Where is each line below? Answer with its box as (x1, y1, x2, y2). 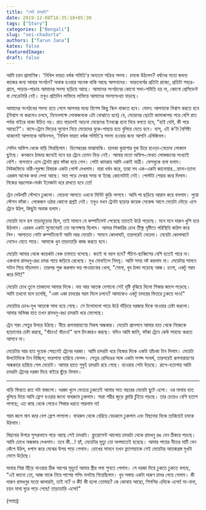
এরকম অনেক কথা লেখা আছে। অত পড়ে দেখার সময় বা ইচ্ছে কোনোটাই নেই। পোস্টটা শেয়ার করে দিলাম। (6, 172, 189, 179)
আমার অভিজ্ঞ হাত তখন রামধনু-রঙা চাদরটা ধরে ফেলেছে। (6, 309, 105, 316)
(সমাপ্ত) (6, 497, 20, 504)
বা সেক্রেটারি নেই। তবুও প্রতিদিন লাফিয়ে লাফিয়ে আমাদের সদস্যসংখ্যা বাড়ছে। (6, 92, 140, 99)
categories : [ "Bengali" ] (6, 26, 70, 32)
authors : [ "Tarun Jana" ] (6, 37, 70, 44)
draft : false (6, 55, 40, 61)
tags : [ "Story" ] (6, 20, 48, 26)
